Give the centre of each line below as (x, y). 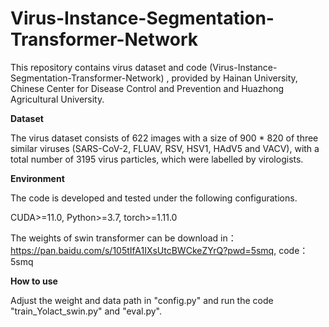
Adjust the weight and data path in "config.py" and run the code (142, 300)
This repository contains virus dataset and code (109, 67)
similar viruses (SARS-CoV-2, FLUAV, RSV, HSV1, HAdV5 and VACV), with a (165, 148)
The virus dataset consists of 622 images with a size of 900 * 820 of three (164, 138)
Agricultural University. (57, 99)
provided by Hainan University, (234, 78)
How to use (34, 281)
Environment (37, 178)
